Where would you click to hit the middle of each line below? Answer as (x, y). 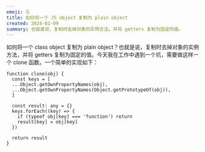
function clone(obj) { (35, 74)
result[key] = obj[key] (48, 122)
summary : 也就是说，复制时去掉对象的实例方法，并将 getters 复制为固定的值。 (95, 29)
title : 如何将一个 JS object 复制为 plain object (67, 18)
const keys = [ (31, 79)
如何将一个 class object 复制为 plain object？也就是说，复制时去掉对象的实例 (103, 47)
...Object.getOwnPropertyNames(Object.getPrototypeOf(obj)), (91, 90)
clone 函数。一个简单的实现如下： (56, 62)
